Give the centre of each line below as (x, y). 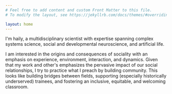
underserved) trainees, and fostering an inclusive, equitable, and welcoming (85, 81)
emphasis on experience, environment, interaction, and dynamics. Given (82, 60)
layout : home (19, 24)
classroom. (17, 87)
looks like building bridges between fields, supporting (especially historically (86, 76)
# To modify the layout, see (36, 15)
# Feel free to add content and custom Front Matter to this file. (79, 10)
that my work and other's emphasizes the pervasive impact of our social (81, 65)
